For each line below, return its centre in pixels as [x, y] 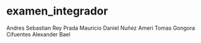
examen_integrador [57, 11]
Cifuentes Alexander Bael [38, 34]
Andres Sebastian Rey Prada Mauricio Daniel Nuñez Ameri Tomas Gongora [101, 28]
